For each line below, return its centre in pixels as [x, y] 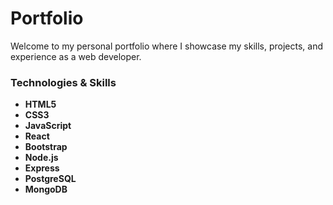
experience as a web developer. [76, 56]
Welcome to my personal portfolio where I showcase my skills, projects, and [167, 46]
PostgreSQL [50, 179]
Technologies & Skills [63, 82]
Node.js [41, 158]
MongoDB [46, 189]
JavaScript [48, 126]
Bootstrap [46, 147]
